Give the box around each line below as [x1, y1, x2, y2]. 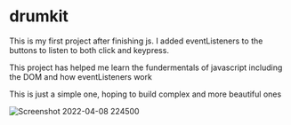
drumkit [9, 6, 69, 27]
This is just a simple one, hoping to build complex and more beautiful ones [9, 89, 282, 99]
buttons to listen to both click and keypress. [9, 44, 169, 55]
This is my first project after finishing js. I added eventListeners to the [9, 35, 263, 46]
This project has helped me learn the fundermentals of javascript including [9, 62, 283, 73]
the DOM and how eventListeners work [9, 71, 153, 82]
